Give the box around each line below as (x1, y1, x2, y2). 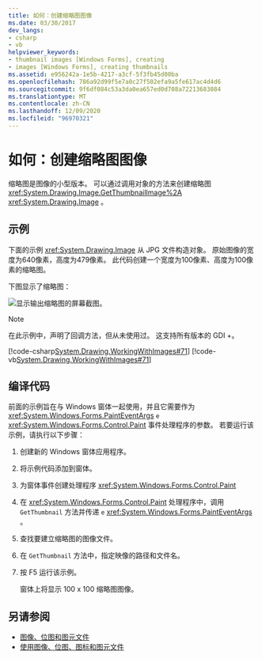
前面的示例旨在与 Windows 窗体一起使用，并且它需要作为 (8, 402, 196, 411)
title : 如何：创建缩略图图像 (8, 11, 93, 20)
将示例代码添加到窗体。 (19, 464, 97, 473)
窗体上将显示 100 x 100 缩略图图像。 (19, 585, 139, 594)
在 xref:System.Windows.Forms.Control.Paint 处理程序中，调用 (19, 498, 224, 507)
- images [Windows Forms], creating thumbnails (8, 63, 169, 71)
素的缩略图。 (8, 264, 50, 274)
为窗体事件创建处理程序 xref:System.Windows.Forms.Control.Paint (19, 480, 237, 490)
